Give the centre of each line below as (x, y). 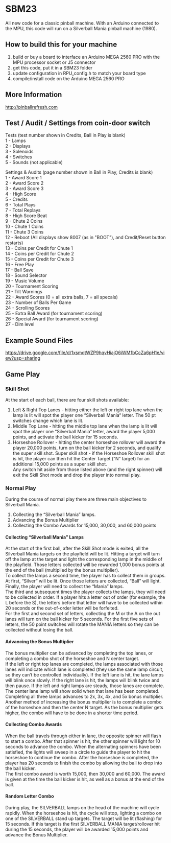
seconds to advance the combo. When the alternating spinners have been (83, 746)
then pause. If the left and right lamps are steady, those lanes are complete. (85, 686)
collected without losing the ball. (40, 630)
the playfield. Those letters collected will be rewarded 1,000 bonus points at (85, 565)
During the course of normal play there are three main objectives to (76, 499)
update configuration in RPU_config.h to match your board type (79, 73)
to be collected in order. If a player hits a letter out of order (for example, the (85, 597)
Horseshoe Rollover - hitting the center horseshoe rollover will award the (89, 442)
